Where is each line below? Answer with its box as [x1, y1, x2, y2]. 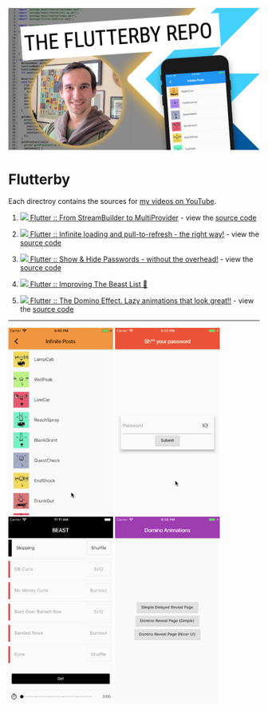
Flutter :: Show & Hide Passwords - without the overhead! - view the [30, 254, 254, 264]
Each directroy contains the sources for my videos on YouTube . [8, 197, 217, 206]
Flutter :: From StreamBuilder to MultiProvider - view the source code [30, 213, 257, 223]
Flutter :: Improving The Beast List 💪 [30, 280, 148, 289]
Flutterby [8, 170, 70, 188]
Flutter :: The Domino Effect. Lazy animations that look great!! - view [30, 296, 254, 305]
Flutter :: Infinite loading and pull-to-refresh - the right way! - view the [30, 229, 260, 239]
